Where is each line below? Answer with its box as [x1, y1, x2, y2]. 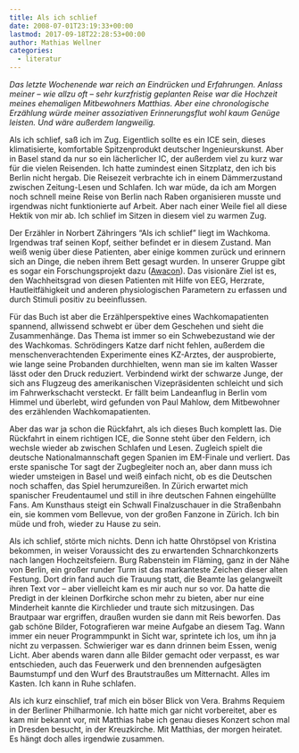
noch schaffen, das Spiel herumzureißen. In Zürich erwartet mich [9, 481, 248, 491]
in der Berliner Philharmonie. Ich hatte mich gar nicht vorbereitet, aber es [9, 705, 278, 715]
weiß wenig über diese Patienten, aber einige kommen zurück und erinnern [9, 247, 286, 257]
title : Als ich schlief [9, 13, 98, 22]
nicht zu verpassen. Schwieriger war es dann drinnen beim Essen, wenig [9, 640, 278, 650]
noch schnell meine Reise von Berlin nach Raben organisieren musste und [9, 191, 281, 202]
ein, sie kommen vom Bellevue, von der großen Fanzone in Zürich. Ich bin [9, 509, 279, 519]
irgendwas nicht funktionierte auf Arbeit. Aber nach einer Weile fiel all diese [9, 201, 287, 211]
